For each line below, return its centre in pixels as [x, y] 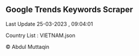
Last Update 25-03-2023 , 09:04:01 [49, 24]
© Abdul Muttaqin [28, 47]
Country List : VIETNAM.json [40, 35]
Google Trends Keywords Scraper [69, 10]
